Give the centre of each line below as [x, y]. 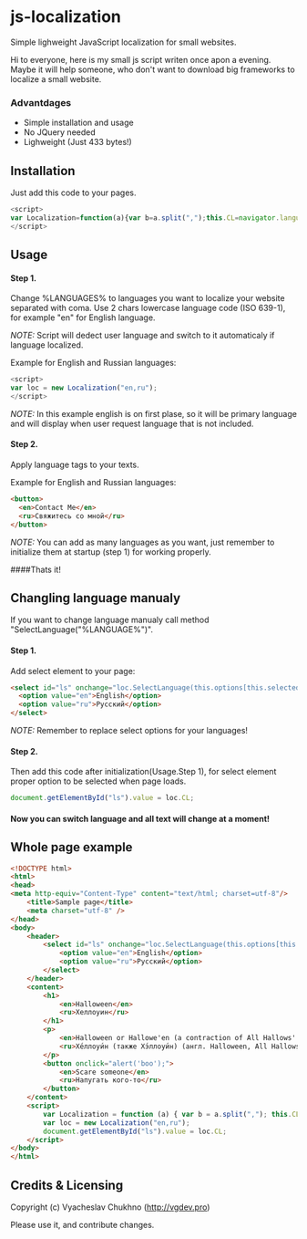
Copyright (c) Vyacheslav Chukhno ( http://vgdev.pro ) [110, 1207]
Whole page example [72, 847]
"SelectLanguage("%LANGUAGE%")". [82, 630]
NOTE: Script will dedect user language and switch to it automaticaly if [143, 336]
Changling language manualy [96, 598]
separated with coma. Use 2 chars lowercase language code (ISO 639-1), [148, 308]
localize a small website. [56, 78]
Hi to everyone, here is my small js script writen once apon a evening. [141, 59]
